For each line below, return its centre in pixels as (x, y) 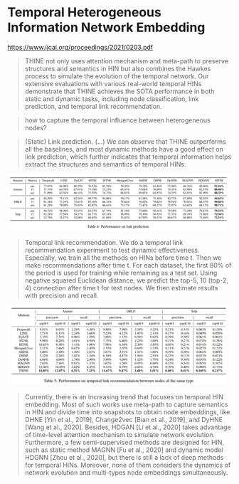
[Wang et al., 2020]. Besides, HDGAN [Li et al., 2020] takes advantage (128, 427)
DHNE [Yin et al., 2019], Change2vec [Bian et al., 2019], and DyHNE (123, 419)
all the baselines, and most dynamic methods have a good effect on (124, 149)
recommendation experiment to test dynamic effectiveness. (112, 250)
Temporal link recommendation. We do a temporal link (104, 242)
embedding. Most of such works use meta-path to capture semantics (126, 404)
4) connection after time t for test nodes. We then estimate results (121, 288)
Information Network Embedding (106, 27)
